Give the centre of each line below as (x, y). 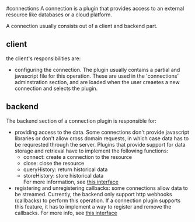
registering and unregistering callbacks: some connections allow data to (101, 188)
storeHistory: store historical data (63, 175)
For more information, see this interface (71, 182)
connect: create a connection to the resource (78, 157)
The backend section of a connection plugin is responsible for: (81, 121)
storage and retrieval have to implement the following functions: (91, 151)
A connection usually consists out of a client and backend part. (82, 26)
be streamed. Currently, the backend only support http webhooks (93, 194)
